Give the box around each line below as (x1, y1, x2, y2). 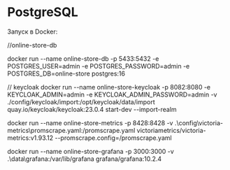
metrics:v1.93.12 (7, 134, 54, 142)
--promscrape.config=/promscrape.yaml (55, 134, 173, 142)
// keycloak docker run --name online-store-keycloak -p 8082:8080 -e (7, 83, 211, 91)
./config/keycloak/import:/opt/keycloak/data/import (7, 97, 155, 106)
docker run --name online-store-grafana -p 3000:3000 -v (7, 147, 175, 155)
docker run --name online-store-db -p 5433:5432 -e (7, 54, 159, 63)
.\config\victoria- (174, 118, 224, 127)
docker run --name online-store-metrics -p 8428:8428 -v (7, 118, 173, 127)
